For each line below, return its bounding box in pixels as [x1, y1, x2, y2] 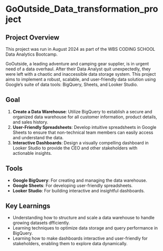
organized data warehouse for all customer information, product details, [12, 114, 158, 120]
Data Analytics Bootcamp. [5, 51, 58, 57]
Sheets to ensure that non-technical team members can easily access [12, 129, 153, 135]
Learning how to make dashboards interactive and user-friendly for [12, 235, 148, 241]
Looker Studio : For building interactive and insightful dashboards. [12, 188, 145, 193]
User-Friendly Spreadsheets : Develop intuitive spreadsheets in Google [12, 124, 157, 130]
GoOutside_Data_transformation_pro [5, 3, 158, 15]
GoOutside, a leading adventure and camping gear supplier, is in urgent [5, 61, 149, 66]
